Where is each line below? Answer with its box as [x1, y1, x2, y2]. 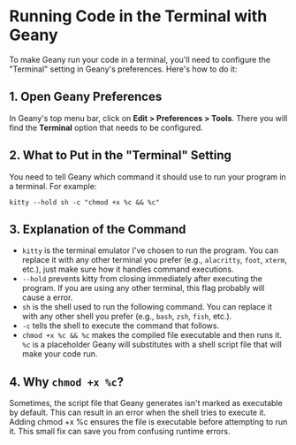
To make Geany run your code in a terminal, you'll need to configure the [9, 54, 271, 65]
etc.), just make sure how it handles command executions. [21, 264, 234, 275]
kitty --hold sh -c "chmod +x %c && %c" [9, 197, 161, 207]
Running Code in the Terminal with [9, 6, 268, 27]
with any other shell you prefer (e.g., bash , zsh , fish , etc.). [21, 311, 232, 322]
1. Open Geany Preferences [9, 89, 163, 104]
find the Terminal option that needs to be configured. [9, 122, 203, 133]
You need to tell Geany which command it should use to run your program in [9, 171, 287, 182]
